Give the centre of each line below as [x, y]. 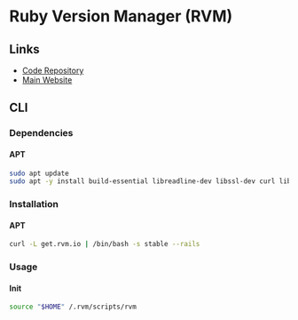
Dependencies [41, 133]
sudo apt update [39, 173]
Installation [34, 204]
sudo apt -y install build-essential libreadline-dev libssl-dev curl [142, 181]
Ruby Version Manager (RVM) [121, 16]
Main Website [47, 80]
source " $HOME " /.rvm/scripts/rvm [73, 307]
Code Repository [53, 70]
